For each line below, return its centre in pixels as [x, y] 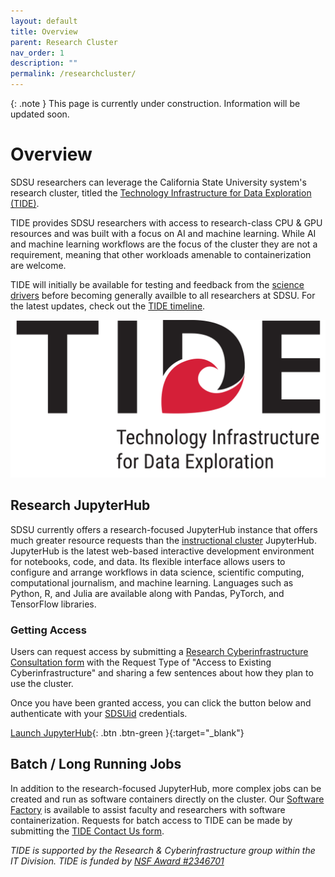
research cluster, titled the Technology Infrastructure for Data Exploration [161, 192]
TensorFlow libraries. [53, 604]
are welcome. [38, 265]
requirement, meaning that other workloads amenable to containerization [161, 254]
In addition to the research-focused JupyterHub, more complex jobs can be [166, 788]
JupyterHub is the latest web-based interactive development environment [162, 551]
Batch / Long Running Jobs [96, 764]
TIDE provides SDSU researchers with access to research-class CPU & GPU [166, 222]
